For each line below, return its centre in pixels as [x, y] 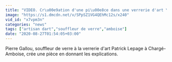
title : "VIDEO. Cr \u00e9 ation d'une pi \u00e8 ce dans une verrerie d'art [84, 10]
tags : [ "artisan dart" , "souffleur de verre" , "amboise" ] [66, 29]
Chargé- [157, 48]
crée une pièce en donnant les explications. [72, 54]
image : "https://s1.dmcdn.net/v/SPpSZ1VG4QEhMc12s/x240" [67, 15]
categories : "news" [26, 24]
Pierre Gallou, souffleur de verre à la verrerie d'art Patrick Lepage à [76, 48]
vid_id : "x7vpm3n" [25, 19]
